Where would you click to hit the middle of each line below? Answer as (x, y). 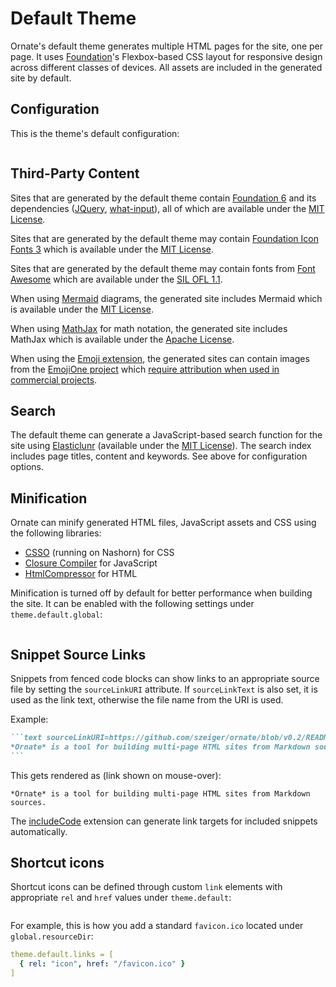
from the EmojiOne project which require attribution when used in (145, 369)
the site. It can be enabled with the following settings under (132, 604)
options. (27, 467)
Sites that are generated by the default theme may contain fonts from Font (163, 268)
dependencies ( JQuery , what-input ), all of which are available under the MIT (167, 208)
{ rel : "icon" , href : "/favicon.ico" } (102, 964)
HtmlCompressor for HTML (81, 574)
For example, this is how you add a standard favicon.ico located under (157, 926)
